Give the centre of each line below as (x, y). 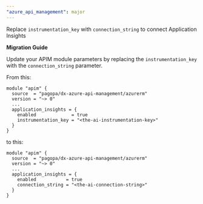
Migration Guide (27, 47)
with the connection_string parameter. (55, 65)
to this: (15, 142)
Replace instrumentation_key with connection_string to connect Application (101, 29)
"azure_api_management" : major (46, 12)
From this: (19, 77)
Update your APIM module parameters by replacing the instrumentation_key (102, 59)
